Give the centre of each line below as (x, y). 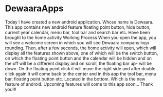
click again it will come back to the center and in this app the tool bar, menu (81, 74)
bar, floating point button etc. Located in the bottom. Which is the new (75, 79)
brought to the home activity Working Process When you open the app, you (81, 38)
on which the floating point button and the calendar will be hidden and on (79, 58)
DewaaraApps (34, 9)
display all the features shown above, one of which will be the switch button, (81, 53)
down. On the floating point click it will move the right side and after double (80, 68)
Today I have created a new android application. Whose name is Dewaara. (79, 22)
